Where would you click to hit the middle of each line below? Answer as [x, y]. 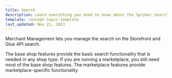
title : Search [20, 10]
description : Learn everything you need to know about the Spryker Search [87, 15]
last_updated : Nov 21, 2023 [35, 24]
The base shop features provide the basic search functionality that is [78, 54]
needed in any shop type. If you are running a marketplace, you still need [82, 60]
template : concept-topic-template [42, 19]
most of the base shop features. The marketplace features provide [76, 65]
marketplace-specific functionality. [42, 70]
